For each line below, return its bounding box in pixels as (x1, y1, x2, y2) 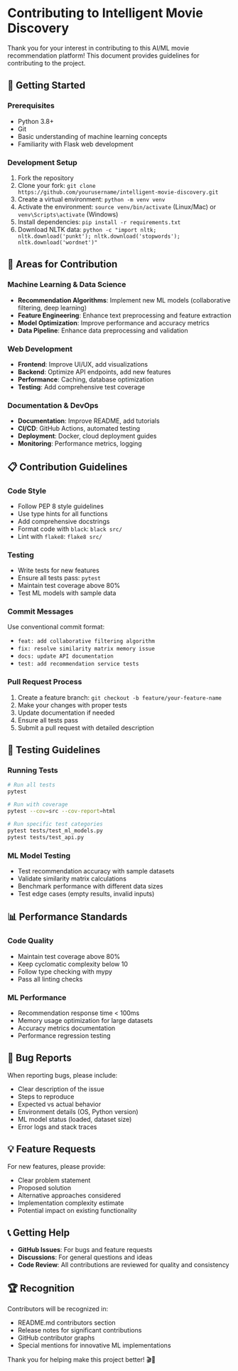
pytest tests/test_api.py (7, 834, 84, 841)
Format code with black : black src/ (17, 525, 123, 533)
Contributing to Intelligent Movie (7, 5, 204, 21)
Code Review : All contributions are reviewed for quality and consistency (17, 1261, 229, 1269)
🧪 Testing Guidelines (7, 744, 101, 756)
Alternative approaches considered (17, 1191, 121, 1199)
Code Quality (7, 936, 54, 946)
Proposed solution (17, 1183, 72, 1192)
